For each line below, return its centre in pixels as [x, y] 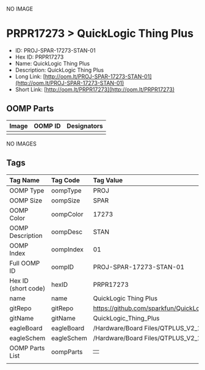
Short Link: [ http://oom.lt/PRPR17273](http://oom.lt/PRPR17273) [95, 89]
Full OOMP [25, 263]
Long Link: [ [30, 76]
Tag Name [24, 180]
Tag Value [108, 180]
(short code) [27, 288]
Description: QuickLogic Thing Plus [59, 70]
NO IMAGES [21, 144]
